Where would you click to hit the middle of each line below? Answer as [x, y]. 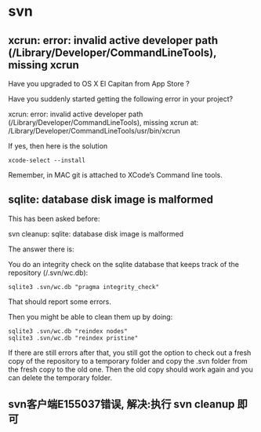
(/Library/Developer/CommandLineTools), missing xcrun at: [103, 123]
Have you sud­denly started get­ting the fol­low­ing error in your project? [121, 99]
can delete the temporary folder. [60, 377]
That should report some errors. [60, 302]
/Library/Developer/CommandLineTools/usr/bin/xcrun [94, 131]
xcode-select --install [47, 160]
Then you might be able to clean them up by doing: [91, 317]
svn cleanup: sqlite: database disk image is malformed [96, 233]
